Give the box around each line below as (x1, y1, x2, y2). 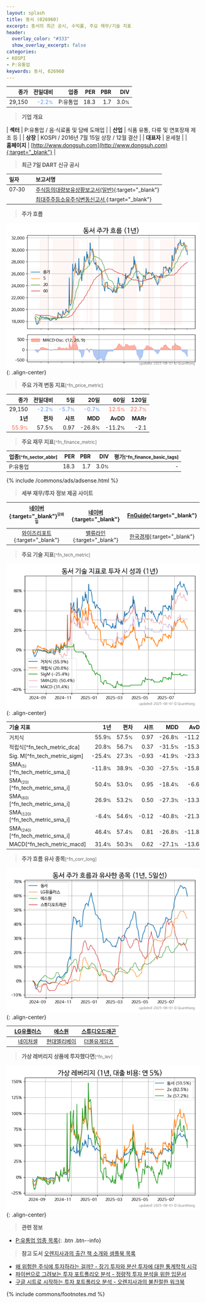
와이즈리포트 (21, 530, 52, 537)
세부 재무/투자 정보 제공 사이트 (21, 490, 93, 497)
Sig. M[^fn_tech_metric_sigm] (9, 752, 84, 760)
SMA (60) (9, 792, 29, 801)
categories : (6, 49, 37, 55)
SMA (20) (9, 776, 29, 785)
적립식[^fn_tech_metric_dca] (9, 743, 80, 751)
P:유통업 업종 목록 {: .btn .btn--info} (15, 1237, 102, 1244)
